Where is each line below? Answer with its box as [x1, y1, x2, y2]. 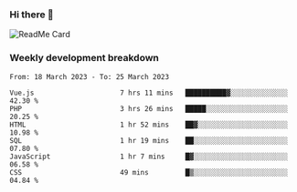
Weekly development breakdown [9, 52, 160, 65]
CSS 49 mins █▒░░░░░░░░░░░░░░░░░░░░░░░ [9, 167, 288, 177]
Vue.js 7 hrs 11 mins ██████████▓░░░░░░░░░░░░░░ [9, 88, 288, 97]
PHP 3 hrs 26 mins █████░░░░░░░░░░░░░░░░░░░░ [9, 104, 288, 113]
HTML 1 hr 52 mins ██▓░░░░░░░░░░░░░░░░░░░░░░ [9, 120, 288, 129]
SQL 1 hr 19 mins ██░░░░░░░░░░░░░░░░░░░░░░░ [9, 136, 288, 145]
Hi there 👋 [9, 8, 55, 21]
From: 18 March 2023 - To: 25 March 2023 [9, 72, 170, 81]
